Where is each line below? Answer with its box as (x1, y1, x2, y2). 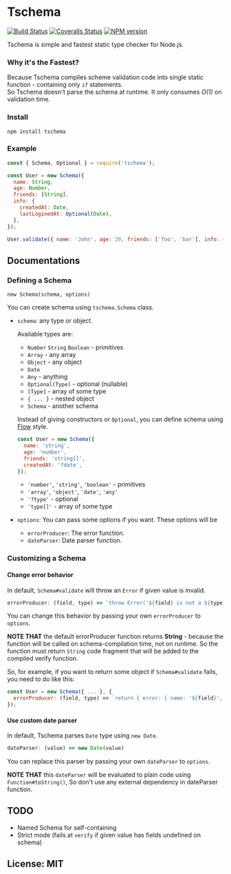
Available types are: (16, 330, 74, 338)
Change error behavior (7, 570, 74, 579)
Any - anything (27, 373, 68, 381)
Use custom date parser (7, 716, 78, 724)
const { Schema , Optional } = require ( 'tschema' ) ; (7, 159, 155, 166)
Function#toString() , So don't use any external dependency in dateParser (7, 778, 218, 786)
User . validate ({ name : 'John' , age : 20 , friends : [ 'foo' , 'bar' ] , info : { (7, 236, 226, 243)
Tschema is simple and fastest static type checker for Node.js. (7, 40, 184, 48)
